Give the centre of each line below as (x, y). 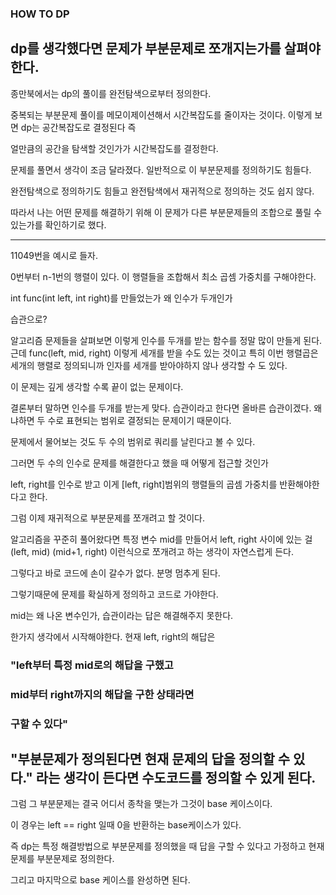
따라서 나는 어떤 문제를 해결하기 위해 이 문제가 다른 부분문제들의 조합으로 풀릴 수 (166, 212)
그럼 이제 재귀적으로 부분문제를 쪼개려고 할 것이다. (108, 518)
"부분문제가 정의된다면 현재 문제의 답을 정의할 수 (150, 758)
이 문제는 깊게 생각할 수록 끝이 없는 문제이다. (97, 386)
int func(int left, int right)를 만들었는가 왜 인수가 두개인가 (121, 298)
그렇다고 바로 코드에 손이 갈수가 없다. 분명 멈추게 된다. (115, 573)
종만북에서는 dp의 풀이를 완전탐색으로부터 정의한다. (111, 93)
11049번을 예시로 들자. (54, 255)
